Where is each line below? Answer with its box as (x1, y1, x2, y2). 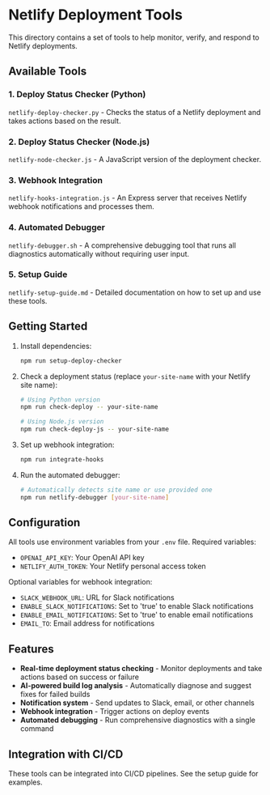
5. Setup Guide (8, 269, 68, 280)
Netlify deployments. (8, 40, 78, 50)
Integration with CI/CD (8, 747, 124, 761)
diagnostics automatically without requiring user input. (8, 249, 190, 258)
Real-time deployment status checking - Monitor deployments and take (19, 664, 263, 674)
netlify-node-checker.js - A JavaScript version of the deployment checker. (8, 154, 261, 164)
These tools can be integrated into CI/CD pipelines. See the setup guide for (8, 769, 259, 779)
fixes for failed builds (19, 690, 91, 699)
